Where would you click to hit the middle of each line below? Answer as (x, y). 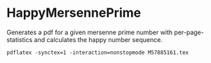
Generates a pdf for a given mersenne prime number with (90, 32)
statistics (20, 39)
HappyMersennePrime (74, 13)
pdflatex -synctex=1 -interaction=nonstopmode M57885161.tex (98, 52)
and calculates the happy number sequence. (98, 39)
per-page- (189, 32)
